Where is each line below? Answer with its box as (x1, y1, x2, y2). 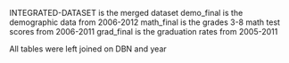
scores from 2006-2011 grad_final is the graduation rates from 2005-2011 (9, 27, 278, 36)
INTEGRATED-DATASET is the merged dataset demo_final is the (9, 8, 244, 18)
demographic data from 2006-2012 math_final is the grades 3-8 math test (9, 17, 281, 28)
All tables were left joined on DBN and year (9, 43, 167, 54)
